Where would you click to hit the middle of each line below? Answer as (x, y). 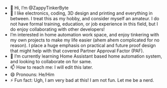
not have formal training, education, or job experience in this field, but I (84, 24)
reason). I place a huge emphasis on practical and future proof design (83, 45)
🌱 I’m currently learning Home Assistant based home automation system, (86, 56)
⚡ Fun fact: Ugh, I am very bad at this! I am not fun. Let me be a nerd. (82, 80)
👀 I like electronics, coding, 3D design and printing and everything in (81, 13)
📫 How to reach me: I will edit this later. (52, 67)
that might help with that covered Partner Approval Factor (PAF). (77, 51)
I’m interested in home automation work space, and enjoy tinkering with (85, 35)
